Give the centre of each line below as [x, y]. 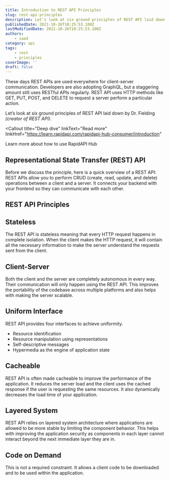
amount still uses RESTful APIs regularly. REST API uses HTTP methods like [84, 93]
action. [12, 103]
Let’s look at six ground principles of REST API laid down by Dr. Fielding [80, 113]
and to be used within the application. [45, 473]
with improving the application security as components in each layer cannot [85, 434]
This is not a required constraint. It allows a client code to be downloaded [82, 468]
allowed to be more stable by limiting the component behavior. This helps [82, 428]
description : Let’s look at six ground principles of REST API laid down [85, 19]
